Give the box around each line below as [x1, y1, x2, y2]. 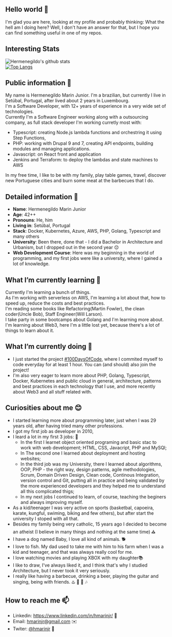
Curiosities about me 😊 [5, 404, 82, 413]
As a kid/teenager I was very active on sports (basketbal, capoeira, [12, 504, 155, 511]
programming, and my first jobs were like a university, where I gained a [12, 255, 162, 261]
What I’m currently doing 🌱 [5, 342, 93, 351]
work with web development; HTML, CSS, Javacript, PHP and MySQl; [20, 444, 167, 451]
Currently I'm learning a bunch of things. [5, 289, 91, 295]
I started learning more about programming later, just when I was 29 [12, 417, 156, 423]
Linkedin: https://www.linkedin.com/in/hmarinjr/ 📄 [12, 612, 118, 619]
